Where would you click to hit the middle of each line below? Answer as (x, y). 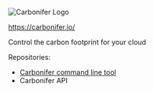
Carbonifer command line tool (68, 72)
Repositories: (29, 57)
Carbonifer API (44, 80)
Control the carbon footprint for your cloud (77, 42)
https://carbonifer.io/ (42, 27)
